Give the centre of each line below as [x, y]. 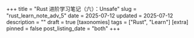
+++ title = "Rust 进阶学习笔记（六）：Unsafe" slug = [72, 9]
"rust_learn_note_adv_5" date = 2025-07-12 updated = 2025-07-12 [90, 16]
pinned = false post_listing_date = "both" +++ [63, 28]
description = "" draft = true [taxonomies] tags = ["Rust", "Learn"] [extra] [98, 22]
